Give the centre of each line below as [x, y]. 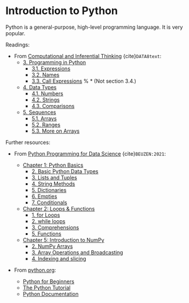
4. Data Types [40, 87]
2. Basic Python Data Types [65, 171]
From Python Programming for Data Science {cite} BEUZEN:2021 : [90, 153]
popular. [16, 33]
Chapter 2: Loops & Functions [59, 208]
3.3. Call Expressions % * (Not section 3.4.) [84, 81]
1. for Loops [46, 215]
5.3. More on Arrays [55, 131]
